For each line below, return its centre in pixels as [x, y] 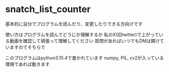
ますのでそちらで [27, 47]
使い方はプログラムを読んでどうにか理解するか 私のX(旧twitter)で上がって [82, 34]
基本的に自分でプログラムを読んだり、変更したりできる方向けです [74, 24]
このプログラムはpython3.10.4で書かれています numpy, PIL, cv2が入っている [84, 58]
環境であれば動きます [27, 64]
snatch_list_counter [48, 9]
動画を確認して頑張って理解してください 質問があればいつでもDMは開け [84, 41]
